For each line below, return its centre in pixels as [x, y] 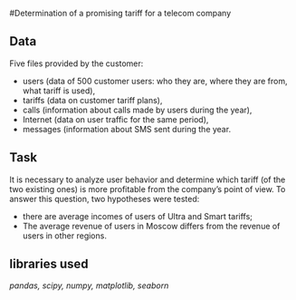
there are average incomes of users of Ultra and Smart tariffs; [138, 216]
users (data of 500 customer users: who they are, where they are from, [155, 81]
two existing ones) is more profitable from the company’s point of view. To [148, 189]
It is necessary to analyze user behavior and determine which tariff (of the [148, 179]
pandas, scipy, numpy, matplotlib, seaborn [89, 285]
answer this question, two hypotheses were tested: [105, 198]
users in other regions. [64, 236]
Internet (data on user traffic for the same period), [115, 119]
